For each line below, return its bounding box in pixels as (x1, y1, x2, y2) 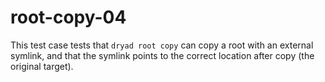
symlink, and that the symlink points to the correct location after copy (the (10, 49, 315, 61)
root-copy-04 (10, 6, 127, 29)
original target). (10, 60, 74, 72)
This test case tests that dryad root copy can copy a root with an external (10, 39, 314, 51)
